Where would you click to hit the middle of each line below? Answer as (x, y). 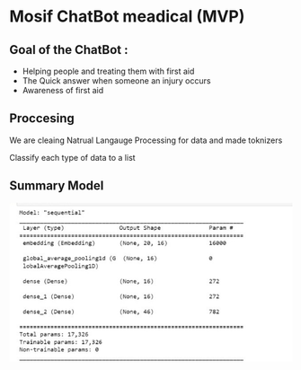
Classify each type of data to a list (73, 157)
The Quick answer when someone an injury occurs (116, 81)
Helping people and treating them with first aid (108, 71)
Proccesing (42, 119)
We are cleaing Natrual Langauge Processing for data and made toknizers (146, 140)
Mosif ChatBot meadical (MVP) (127, 17)
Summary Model (57, 186)
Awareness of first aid (63, 90)
